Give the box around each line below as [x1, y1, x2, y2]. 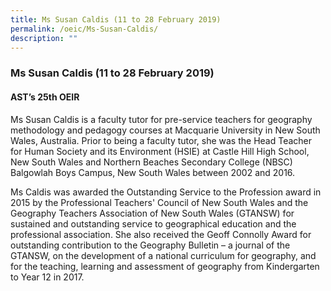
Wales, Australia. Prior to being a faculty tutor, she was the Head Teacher [10, 134, 313, 146]
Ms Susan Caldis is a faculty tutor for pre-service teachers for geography [10, 113, 313, 125]
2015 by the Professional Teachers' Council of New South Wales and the [10, 196, 309, 208]
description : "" [10, 33, 78, 43]
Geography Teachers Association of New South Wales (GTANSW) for [10, 207, 295, 219]
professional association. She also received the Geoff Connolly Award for [10, 228, 312, 240]
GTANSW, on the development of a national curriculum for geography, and [10, 249, 317, 261]
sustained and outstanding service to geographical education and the [10, 217, 297, 230]
